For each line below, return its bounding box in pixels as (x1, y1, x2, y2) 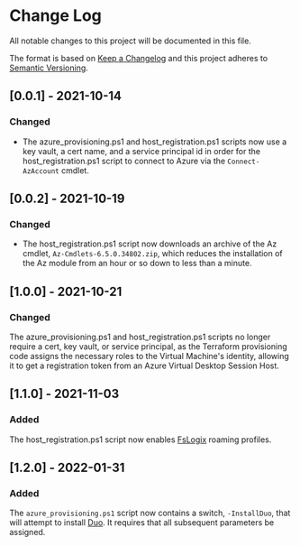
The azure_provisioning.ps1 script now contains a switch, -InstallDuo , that (9, 507, 291, 519)
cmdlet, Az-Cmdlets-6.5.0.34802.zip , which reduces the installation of (22, 248, 284, 259)
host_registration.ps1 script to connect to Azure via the (22, 155, 226, 166)
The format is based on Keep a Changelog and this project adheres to (9, 52, 268, 63)
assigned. (9, 527, 46, 538)
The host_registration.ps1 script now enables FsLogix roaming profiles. (9, 434, 272, 445)
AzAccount (22, 166, 60, 176)
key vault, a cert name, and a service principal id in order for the (22, 145, 261, 156)
